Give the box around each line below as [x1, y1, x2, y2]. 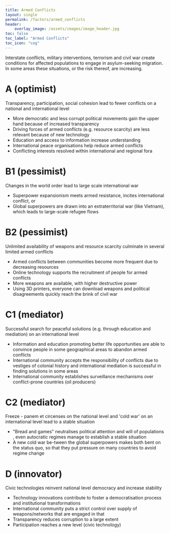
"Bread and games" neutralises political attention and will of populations [12, 429, 164, 435]
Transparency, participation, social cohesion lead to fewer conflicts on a [5, 100, 157, 106]
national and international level [5, 105, 70, 111]
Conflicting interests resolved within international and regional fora [12, 148, 153, 154]
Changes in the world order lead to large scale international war [5, 182, 139, 188]
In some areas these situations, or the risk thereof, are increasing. [5, 65, 143, 71]
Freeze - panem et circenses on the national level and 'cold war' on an [5, 413, 153, 419]
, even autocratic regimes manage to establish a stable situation [12, 434, 147, 440]
